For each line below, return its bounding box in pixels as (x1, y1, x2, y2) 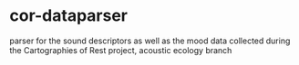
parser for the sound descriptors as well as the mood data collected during (9, 35, 291, 46)
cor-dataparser (9, 5, 129, 26)
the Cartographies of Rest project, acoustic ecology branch (9, 44, 232, 55)
